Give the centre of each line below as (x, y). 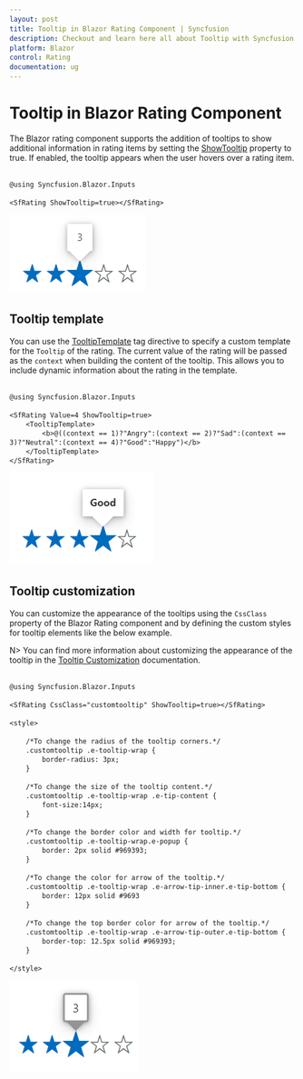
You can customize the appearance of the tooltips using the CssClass (138, 613)
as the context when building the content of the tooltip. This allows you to (147, 360)
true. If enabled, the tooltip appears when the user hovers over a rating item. (152, 157)
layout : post (34, 19)
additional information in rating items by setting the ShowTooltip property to (151, 148)
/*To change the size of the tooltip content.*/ (119, 786)
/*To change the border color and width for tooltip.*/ (134, 832)
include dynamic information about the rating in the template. (123, 370)
